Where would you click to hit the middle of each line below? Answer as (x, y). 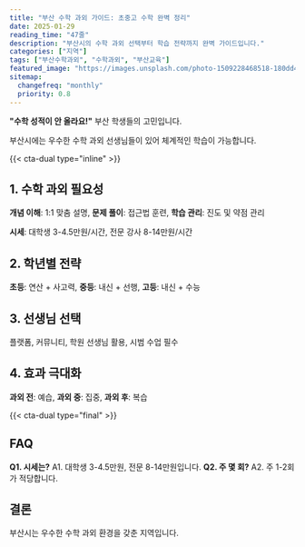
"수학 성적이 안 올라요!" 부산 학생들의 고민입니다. (96, 121)
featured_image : (40, 69)
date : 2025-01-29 (42, 26)
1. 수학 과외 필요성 (57, 189)
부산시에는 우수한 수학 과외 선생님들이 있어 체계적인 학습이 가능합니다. (133, 140)
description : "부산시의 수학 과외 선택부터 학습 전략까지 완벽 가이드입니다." (137, 43)
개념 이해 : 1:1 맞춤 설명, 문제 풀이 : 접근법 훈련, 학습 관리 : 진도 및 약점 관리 (137, 213)
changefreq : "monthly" (60, 85)
